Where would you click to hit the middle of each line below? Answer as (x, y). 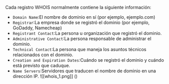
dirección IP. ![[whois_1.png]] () (45, 76)
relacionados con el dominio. (43, 55)
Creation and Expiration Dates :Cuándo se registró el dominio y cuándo (88, 60)
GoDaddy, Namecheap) (37, 28)
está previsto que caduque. (41, 66)
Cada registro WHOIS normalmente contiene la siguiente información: (78, 7)
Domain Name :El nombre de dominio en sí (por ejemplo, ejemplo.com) (84, 17)
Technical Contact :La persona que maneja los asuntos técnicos (79, 49)
